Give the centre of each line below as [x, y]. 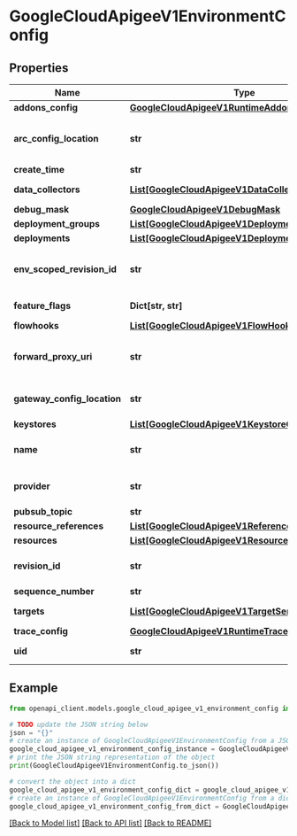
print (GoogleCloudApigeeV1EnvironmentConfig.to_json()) [114, 766]
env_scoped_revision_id [65, 269]
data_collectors [47, 190]
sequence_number [54, 591]
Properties [39, 68]
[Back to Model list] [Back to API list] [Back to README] [110, 823]
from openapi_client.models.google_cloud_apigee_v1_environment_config [144, 708]
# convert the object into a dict [73, 781]
